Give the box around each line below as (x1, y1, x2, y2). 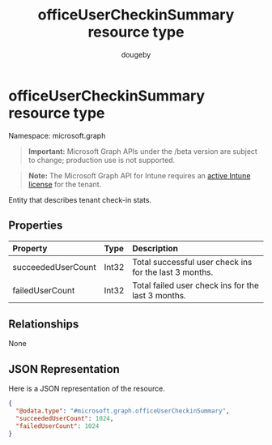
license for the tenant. (28, 179, 102, 189)
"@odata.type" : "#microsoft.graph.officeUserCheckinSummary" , (15, 407, 230, 415)
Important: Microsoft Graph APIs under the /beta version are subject (28, 146, 257, 156)
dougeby (121, 49, 151, 59)
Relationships (8, 317, 79, 331)
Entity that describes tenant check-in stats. (8, 195, 152, 204)
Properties (8, 219, 63, 233)
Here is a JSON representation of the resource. (8, 383, 166, 394)
